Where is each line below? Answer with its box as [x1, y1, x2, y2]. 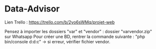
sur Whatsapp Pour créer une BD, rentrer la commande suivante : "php [4, 34, 145, 39]
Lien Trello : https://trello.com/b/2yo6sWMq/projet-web [4, 19, 115, 25]
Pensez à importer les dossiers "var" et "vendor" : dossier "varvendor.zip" [4, 28, 153, 34]
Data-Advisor [4, 3, 60, 14]
